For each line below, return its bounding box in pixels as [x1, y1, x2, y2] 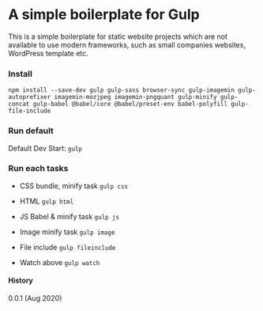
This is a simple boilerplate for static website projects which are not [8, 32, 227, 41]
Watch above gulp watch [19, 257, 100, 267]
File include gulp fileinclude [19, 242, 116, 252]
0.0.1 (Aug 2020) [8, 294, 62, 303]
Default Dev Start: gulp [8, 143, 83, 153]
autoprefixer [8, 93, 51, 101]
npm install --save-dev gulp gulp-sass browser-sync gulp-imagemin [8, 86, 235, 94]
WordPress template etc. [8, 48, 88, 58]
